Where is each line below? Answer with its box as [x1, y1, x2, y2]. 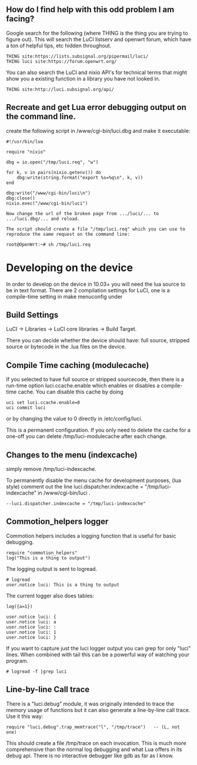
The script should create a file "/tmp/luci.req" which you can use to [6, 226, 185, 232]
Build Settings [6, 310, 59, 320]
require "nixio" [6, 149, 46, 155]
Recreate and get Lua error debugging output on [6, 102, 187, 112]
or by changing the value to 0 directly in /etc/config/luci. [6, 415, 143, 422]
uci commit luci [6, 405, 46, 411]
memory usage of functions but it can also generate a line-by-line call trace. [6, 706, 191, 713]
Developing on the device [6, 261, 133, 274]
